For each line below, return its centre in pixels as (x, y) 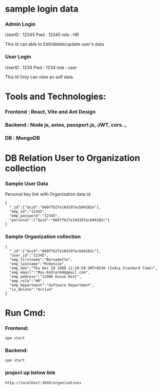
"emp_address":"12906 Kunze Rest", (45, 277)
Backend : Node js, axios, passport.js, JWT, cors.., (66, 125)
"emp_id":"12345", (28, 212)
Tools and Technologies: (56, 96)
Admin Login (20, 24)
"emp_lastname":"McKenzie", (38, 264)
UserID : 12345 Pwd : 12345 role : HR (42, 35)
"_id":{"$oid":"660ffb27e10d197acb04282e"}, (55, 207)
